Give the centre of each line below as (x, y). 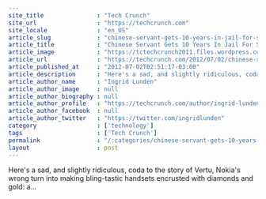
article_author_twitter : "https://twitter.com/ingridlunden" (116, 118)
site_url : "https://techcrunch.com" (99, 23)
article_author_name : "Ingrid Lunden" (83, 81)
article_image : (55, 52)
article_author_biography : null (63, 96)
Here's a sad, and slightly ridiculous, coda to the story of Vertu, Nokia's (125, 170)
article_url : (55, 60)
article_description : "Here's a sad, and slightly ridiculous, (125, 74)
